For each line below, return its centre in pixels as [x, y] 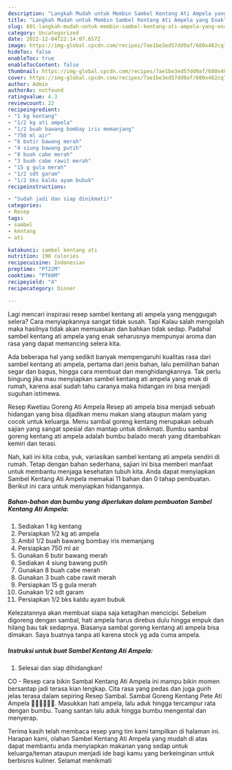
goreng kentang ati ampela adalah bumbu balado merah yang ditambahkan [114, 436]
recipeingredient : [34, 110]
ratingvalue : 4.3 [33, 97]
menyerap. [23, 718]
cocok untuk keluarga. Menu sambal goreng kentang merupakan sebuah [111, 421]
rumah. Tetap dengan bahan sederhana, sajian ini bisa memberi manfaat [110, 464]
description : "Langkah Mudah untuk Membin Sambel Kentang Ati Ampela [110, 13]
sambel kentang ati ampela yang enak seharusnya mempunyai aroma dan [112, 336]
